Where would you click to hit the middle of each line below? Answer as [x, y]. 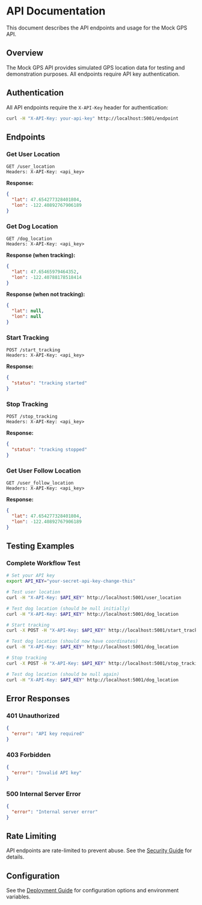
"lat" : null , [28, 311]
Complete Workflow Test [43, 563]
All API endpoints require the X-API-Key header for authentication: [87, 107]
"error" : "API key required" [48, 734]
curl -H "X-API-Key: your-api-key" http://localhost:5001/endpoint [93, 118]
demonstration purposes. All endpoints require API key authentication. [93, 74]
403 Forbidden [29, 755]
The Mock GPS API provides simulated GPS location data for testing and [96, 67]
